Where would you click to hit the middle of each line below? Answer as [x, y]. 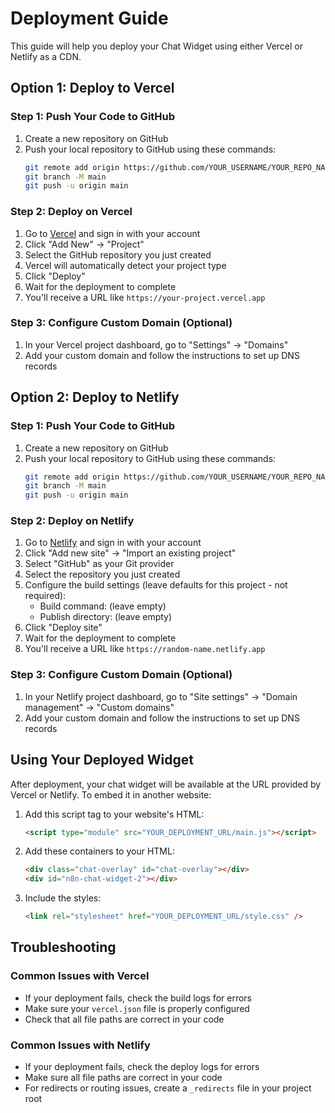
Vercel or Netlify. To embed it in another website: [111, 794]
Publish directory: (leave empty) [106, 617]
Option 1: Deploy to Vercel [92, 88]
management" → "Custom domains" [99, 707]
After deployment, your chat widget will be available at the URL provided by [166, 784]
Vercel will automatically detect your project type [125, 265]
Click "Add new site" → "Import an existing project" [130, 553]
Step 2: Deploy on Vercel [71, 212]
